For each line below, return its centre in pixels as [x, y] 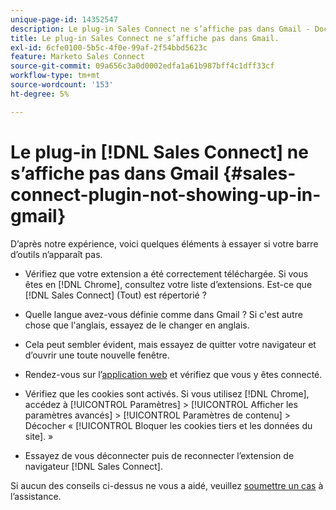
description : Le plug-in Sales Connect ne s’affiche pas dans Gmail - [160, 29]
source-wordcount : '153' [62, 85]
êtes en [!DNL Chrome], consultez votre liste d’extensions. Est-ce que [168, 284]
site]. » [39, 436]
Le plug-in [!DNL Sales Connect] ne [159, 152]
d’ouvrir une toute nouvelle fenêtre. [97, 355]
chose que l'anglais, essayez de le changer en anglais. [137, 325]
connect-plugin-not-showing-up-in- [166, 194]
